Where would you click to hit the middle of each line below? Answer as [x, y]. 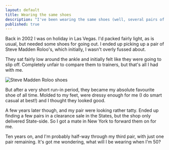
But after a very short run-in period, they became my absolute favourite [80, 90]
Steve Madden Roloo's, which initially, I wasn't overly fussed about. [76, 49]
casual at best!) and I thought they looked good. [55, 101]
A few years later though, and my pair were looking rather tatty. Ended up [82, 110]
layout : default [22, 10]
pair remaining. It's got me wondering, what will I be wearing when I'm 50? [83, 142]
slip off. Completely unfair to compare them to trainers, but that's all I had [82, 65]
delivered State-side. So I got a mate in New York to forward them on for [81, 121]
